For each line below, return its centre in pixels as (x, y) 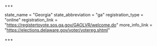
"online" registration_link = (31, 20)
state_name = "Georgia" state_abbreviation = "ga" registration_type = (74, 15)
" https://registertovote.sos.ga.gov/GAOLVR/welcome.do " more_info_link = (78, 25)
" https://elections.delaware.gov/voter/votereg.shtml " (57, 30)
